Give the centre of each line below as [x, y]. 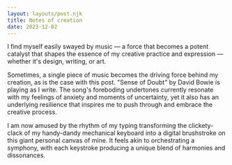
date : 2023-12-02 [32, 27]
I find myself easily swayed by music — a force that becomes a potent [108, 47]
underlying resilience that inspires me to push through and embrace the [110, 105]
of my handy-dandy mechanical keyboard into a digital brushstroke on [125, 133]
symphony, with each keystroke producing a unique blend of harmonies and [116, 148]
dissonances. [26, 155]
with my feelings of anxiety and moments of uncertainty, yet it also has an [113, 97]
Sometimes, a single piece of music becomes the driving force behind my [113, 75]
